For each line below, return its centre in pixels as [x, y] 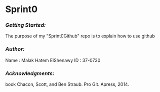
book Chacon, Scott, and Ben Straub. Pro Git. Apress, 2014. [67, 84]
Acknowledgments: [30, 73]
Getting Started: [26, 25]
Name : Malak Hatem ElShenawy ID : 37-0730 [53, 60]
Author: [15, 49]
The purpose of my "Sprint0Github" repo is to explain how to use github [80, 36]
